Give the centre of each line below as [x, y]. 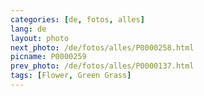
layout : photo [40, 38]
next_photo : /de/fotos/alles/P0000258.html [102, 47]
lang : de [28, 29]
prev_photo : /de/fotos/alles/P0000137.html [102, 66]
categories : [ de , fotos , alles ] [77, 19]
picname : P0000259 [48, 57]
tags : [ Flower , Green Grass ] [71, 76]
